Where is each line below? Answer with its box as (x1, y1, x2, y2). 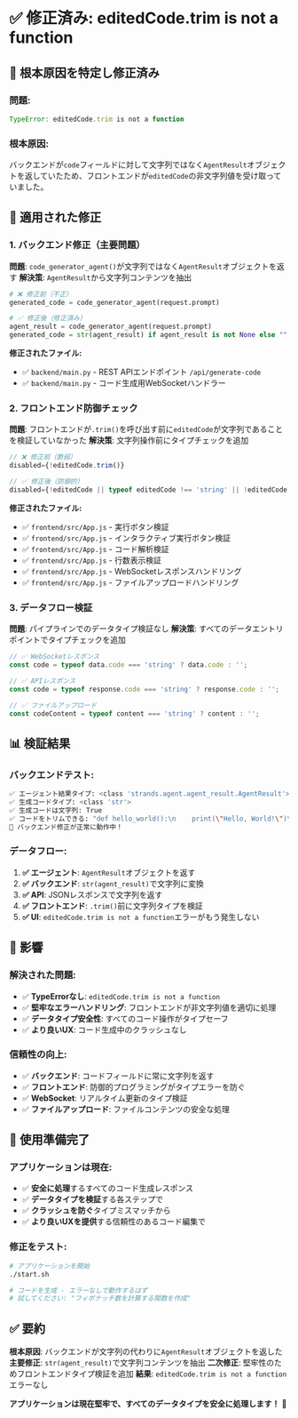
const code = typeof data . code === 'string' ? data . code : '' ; (9, 661, 248, 669)
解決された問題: (9, 969, 76, 981)
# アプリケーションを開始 (9, 1262, 90, 1270)
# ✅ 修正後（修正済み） (9, 314, 87, 323)
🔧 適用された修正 (9, 210, 102, 225)
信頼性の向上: (9, 1048, 67, 1061)
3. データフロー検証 (9, 601, 93, 613)
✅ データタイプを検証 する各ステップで (21, 1194, 164, 1205)
